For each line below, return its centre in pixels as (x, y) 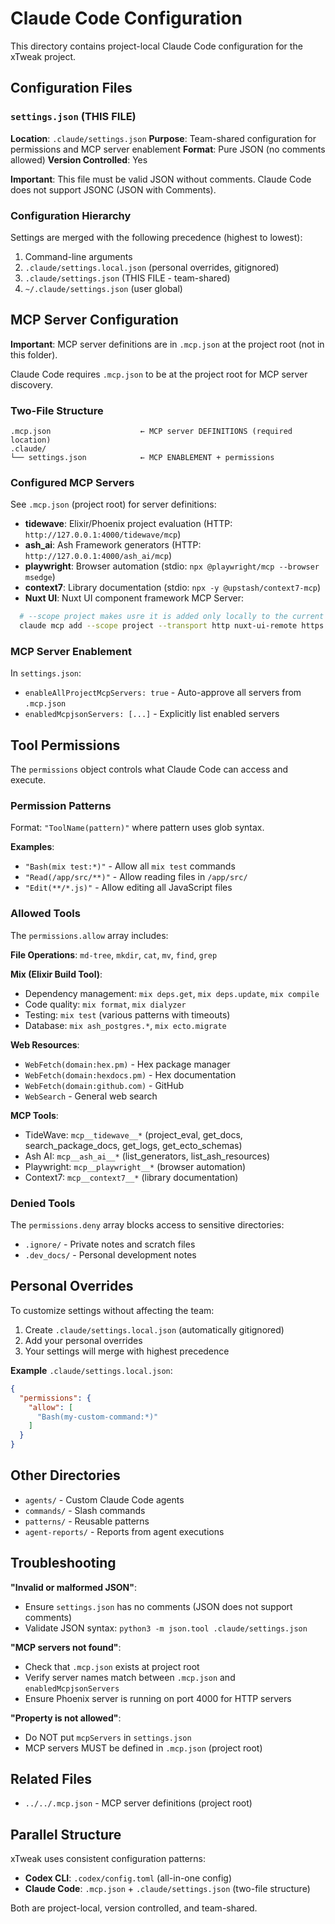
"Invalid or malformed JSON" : (74, 1587)
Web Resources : (45, 1044)
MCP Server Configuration (94, 320)
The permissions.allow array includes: (89, 935)
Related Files (51, 1779)
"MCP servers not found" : (66, 1647)
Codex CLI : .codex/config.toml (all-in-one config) (128, 1878)
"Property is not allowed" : (66, 1718)
